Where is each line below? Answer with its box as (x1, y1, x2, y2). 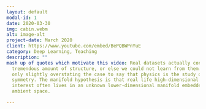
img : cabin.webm (6, 26, 48, 32)
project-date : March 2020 (6, 37, 72, 43)
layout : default (6, 9, 48, 15)
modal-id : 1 (6, 15, 37, 21)
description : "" (6, 54, 48, 60)
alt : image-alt (6, 32, 45, 38)
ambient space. (12, 88, 51, 94)
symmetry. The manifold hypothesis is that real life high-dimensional (12, 77, 199, 83)
